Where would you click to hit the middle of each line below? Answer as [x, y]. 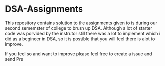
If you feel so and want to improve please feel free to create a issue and [79, 54]
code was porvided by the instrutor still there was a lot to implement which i [83, 33]
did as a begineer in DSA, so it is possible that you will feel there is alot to [80, 39]
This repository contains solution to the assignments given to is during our [81, 23]
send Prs [14, 59]
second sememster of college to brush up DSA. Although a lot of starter [79, 28]
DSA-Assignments [44, 9]
